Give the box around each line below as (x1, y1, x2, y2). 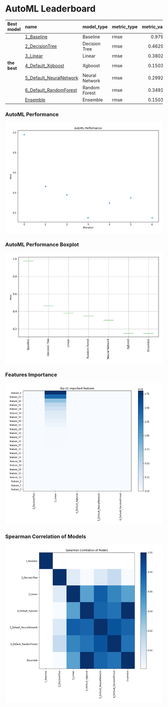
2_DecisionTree (24, 43, 57, 49)
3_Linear (24, 53, 43, 59)
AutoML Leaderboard (5, 3, 96, 15)
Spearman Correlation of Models (5, 533, 86, 540)
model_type (82, 24, 108, 30)
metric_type (111, 24, 138, 30)
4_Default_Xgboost (24, 62, 64, 68)
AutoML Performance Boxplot (5, 241, 79, 248)
